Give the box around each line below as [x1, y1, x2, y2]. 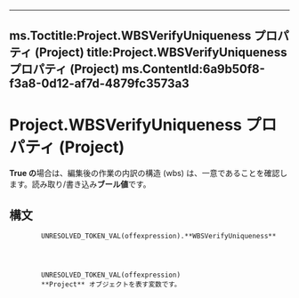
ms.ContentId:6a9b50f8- [121, 61, 265, 77]
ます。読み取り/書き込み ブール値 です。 [9, 179, 151, 189]
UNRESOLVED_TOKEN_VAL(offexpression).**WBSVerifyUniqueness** [41, 232, 277, 241]
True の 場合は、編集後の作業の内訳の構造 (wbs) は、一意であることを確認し [9, 168, 287, 179]
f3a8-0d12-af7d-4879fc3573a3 [9, 77, 190, 92]
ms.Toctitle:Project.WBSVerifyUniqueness [9, 28, 252, 44]
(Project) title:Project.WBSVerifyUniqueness [34, 45, 287, 60]
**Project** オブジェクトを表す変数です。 [41, 280, 182, 289]
